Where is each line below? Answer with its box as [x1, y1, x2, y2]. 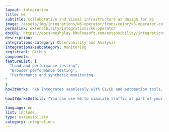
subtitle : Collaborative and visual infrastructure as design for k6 [5, 17, 154, 22]
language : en [5, 105, 33, 110]
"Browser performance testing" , [10, 68, 78, 73]
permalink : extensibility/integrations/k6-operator [5, 26, 116, 31]
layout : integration [5, 7, 49, 13]
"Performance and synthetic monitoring [10, 73, 94, 78]
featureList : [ [5, 59, 37, 64]
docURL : [5, 31, 22, 36]
